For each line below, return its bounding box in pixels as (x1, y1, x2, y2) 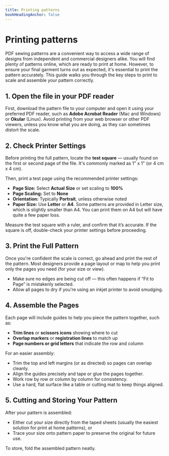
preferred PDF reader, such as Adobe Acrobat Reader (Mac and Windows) (5, 111, 161, 117)
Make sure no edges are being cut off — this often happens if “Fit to (12, 276, 154, 282)
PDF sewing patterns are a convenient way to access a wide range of (5, 50, 150, 57)
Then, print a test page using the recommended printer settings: (5, 175, 139, 182)
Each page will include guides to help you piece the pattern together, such (5, 314, 160, 321)
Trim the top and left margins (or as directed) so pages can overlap (12, 360, 152, 366)
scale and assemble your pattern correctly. (5, 77, 94, 83)
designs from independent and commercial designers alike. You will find (5, 56, 155, 62)
